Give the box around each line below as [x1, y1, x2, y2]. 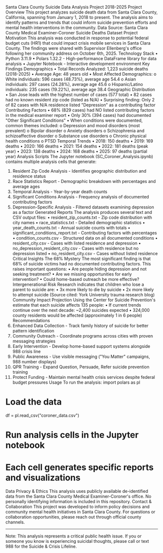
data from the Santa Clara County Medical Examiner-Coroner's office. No [5, 493, 151, 499]
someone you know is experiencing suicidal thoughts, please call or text [5, 538, 149, 544]
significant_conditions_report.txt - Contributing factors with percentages [12, 230, 157, 236]
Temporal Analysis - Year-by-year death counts [12, 189, 108, 195]
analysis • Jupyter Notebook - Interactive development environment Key [5, 61, 150, 66]
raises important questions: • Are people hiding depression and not [12, 266, 147, 272]
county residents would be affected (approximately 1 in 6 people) [12, 312, 142, 318]
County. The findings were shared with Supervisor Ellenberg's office [5, 46, 142, 51]
